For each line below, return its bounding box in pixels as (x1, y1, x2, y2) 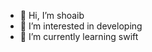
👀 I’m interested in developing (19, 20, 143, 32)
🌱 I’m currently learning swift (19, 31, 139, 42)
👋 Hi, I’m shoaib (19, 10, 85, 21)
